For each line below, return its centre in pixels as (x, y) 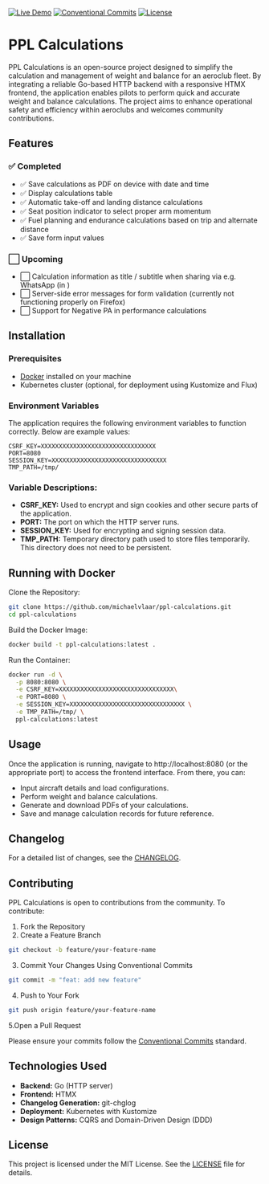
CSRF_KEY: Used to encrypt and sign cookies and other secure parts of (139, 505)
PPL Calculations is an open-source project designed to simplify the (120, 67)
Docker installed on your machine (75, 376)
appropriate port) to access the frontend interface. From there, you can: (127, 772)
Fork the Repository (53, 927)
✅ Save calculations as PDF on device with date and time (114, 184)
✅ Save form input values (62, 238)
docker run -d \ (35, 675)
